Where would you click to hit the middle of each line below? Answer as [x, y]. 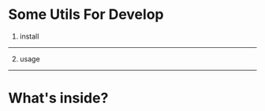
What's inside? [58, 98]
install [29, 36]
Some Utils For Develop [86, 15]
